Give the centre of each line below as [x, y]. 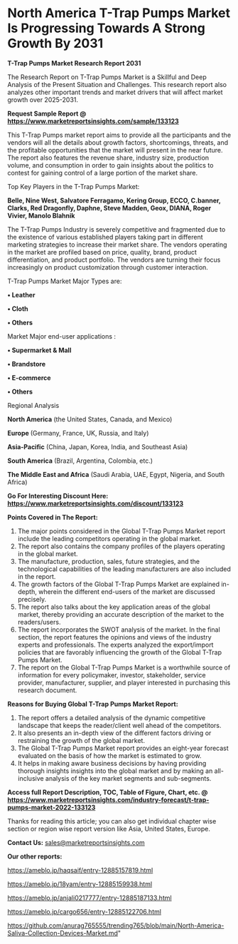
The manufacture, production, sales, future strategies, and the [109, 561]
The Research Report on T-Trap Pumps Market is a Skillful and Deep [107, 77]
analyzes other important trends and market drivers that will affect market [115, 92]
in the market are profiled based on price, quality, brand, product [102, 252]
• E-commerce [29, 378]
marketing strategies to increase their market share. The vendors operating [117, 245]
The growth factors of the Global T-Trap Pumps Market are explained [119, 584]
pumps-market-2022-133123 [52, 807]
